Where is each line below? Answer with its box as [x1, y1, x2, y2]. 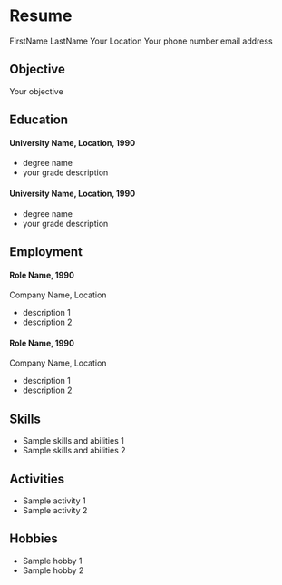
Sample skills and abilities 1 [22, 435, 124, 446]
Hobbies [9, 531, 59, 547]
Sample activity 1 [22, 495, 86, 506]
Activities [9, 471, 65, 486]
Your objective [9, 85, 63, 96]
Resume [9, 5, 73, 26]
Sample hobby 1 [22, 555, 83, 566]
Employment [9, 244, 83, 259]
